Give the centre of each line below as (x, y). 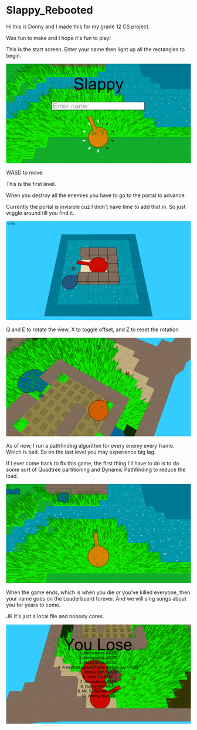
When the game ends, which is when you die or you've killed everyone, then (98, 592)
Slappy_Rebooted (50, 10)
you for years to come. (33, 605)
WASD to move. (25, 172)
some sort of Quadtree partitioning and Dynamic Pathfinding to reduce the (96, 470)
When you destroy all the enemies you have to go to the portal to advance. (96, 195)
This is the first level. (31, 184)
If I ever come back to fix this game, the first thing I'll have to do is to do (93, 464)
